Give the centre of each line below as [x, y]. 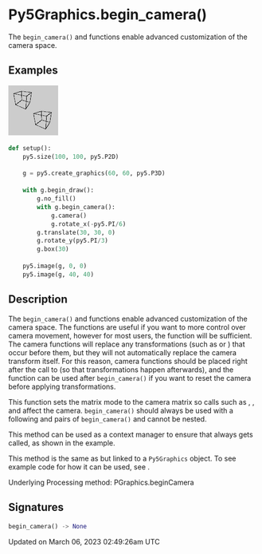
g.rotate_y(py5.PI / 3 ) [73, 241]
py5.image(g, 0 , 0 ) [55, 266]
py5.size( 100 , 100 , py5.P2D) [71, 156]
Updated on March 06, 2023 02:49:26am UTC [84, 542]
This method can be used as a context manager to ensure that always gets [131, 434]
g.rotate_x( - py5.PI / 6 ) [88, 224]
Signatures [36, 507]
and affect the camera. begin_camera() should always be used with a [121, 410]
